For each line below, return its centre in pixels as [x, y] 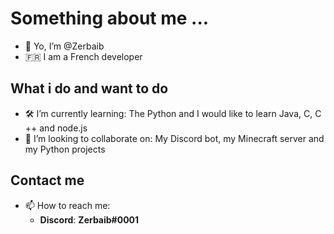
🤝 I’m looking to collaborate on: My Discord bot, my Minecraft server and [174, 138]
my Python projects [65, 149]
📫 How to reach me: [67, 205]
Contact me [47, 180]
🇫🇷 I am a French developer [83, 56]
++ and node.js [56, 128]
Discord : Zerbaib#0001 [89, 219]
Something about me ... [110, 18]
